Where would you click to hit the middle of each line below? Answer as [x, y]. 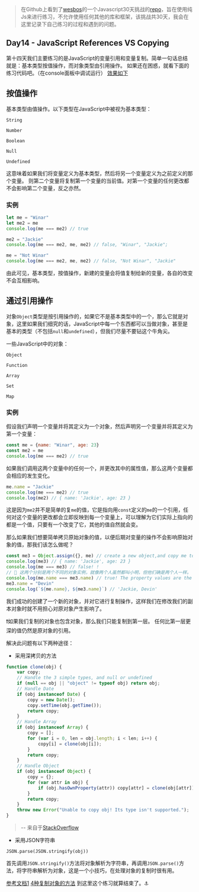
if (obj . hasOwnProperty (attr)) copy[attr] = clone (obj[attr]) [116, 788]
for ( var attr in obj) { [58, 782]
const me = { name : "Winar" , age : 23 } [53, 445]
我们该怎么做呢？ [53, 545]
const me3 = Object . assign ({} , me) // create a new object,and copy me [96, 556]
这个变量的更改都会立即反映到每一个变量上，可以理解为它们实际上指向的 [105, 517]
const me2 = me [25, 451]
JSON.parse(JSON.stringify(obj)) [47, 852]
